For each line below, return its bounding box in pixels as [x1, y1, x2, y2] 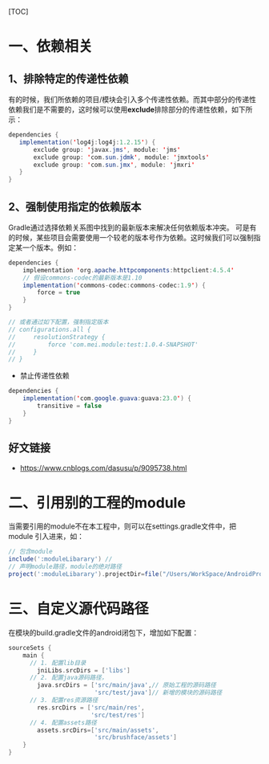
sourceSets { [8, 643, 52, 652]
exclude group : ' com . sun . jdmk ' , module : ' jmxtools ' [33, 153, 210, 161]
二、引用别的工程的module [8, 493, 187, 512]
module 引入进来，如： [8, 532, 84, 541]
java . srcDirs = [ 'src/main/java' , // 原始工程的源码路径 [37, 681, 216, 689]
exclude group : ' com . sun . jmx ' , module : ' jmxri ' [33, 161, 195, 169]
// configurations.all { [8, 325, 91, 333]
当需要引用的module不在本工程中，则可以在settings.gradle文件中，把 [8, 521, 237, 531]
